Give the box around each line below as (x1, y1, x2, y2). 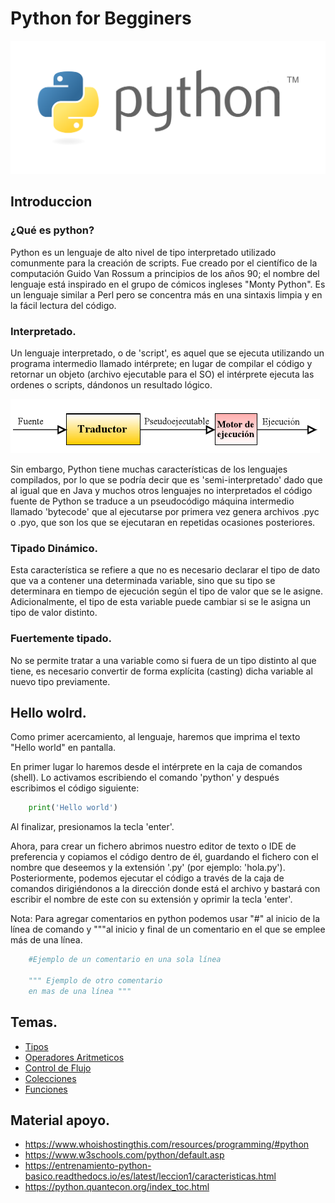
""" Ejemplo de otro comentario (28, 976, 163, 986)
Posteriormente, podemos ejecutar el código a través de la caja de (10, 872, 285, 884)
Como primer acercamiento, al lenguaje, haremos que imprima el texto (10, 731, 301, 743)
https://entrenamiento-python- (24, 1160, 152, 1172)
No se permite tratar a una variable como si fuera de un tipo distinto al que (10, 654, 317, 666)
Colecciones (24, 1072, 77, 1084)
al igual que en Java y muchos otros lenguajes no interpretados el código (10, 485, 313, 497)
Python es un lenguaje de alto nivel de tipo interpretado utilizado (10, 246, 277, 258)
